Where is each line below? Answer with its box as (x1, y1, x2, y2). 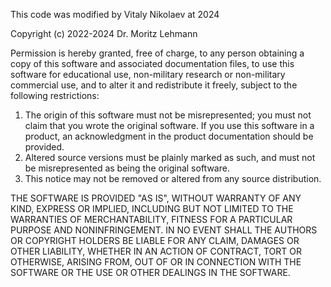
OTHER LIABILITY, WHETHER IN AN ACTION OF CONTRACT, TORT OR (10, 245, 302, 257)
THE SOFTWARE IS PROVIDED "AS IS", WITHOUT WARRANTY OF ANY (10, 192, 302, 204)
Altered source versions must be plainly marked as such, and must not (24, 152, 316, 163)
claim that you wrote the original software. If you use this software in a (24, 120, 315, 131)
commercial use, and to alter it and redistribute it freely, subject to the (10, 79, 298, 91)
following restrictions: (10, 90, 100, 101)
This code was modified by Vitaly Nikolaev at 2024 (10, 9, 220, 20)
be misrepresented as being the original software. (24, 162, 230, 174)
